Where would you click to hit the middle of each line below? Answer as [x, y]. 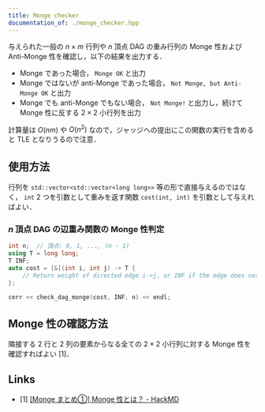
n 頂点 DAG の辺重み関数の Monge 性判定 [86, 229]
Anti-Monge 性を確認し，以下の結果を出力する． [88, 56]
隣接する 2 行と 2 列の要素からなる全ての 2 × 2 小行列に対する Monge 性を [129, 344]
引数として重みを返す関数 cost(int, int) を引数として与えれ [155, 197]
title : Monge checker [44, 15]
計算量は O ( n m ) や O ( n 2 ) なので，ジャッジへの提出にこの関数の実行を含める [131, 129]
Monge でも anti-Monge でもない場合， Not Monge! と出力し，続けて [131, 103]
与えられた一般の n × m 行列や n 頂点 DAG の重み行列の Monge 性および [125, 46]
